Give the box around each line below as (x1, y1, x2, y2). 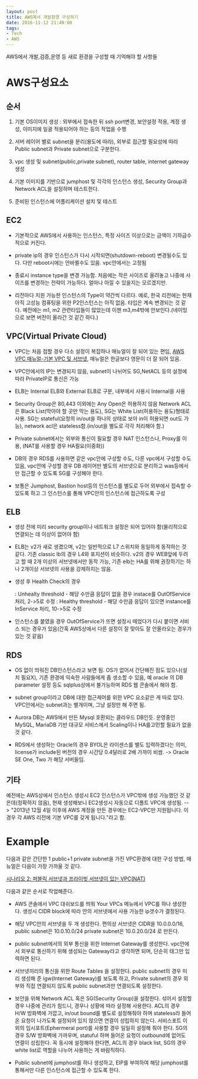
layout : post (6, 8, 38, 15)
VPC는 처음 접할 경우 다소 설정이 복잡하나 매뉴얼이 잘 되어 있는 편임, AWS (14, 347, 184, 355)
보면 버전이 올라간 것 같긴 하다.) (25, 314, 98, 321)
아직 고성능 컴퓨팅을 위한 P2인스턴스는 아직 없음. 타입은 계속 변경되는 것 (14, 299, 180, 306)
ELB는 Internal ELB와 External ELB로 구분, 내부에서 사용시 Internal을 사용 (14, 388, 186, 395)
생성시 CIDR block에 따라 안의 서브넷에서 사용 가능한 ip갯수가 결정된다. (22, 908, 186, 915)
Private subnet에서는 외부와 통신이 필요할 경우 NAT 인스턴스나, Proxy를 (14, 435, 181, 442)
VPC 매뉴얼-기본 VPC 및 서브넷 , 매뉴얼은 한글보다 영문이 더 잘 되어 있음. (14, 355, 181, 362)
